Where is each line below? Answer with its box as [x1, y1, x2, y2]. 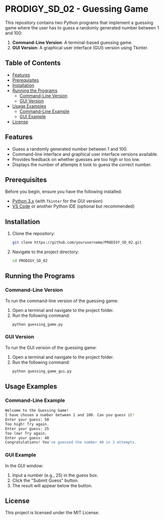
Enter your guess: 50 [5, 417, 49, 422]
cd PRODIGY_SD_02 [12, 259, 48, 263]
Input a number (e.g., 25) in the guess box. [12, 472, 99, 478]
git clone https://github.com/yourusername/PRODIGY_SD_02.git [12, 240, 142, 245]
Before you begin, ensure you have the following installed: [5, 189, 122, 194]
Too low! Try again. [5, 431, 47, 436]
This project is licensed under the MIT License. [5, 510, 100, 516]
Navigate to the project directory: [12, 249, 79, 255]
